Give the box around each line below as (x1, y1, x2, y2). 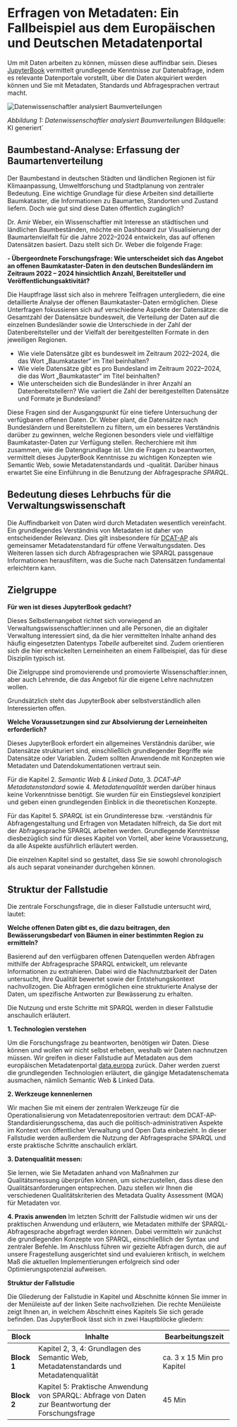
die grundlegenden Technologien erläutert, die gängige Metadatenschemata (7, 1069, 229, 1077)
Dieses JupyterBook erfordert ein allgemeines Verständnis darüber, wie (7, 739, 215, 747)
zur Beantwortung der (37, 1399, 111, 1409)
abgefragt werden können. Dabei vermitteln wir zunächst (56, 1227, 222, 1236)
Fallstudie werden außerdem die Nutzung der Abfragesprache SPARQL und (7, 1134, 226, 1142)
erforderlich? (7, 726, 47, 734)
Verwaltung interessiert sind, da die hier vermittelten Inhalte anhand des (7, 631, 217, 640)
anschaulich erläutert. (7, 1011, 71, 1020)
